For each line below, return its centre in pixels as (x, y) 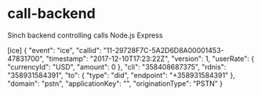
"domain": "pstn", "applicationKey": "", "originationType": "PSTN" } (115, 84)
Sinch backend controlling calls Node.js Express (85, 35)
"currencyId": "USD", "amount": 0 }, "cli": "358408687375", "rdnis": (117, 66)
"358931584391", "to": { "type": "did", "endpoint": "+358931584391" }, (122, 75)
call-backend (51, 14)
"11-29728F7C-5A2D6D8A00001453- (164, 50)
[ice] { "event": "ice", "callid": (55, 50)
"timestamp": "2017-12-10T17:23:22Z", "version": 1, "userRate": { (150, 59)
